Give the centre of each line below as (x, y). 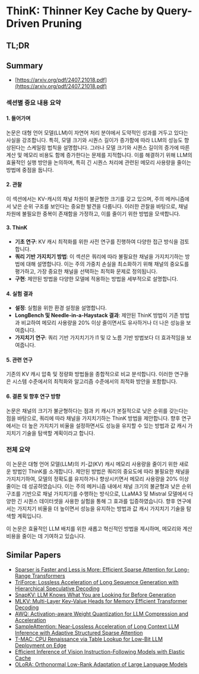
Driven (23, 23)
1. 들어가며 (18, 118)
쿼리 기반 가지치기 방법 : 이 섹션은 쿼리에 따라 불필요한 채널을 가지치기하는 (99, 256)
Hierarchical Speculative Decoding (57, 588)
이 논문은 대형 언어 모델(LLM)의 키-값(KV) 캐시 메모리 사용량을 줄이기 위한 (92, 464)
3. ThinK (17, 228)
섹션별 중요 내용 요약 (34, 103)
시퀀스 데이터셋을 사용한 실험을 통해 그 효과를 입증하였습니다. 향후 (99, 501)
